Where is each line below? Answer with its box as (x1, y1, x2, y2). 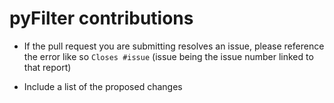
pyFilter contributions (9, 7, 194, 30)
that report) (23, 61, 72, 73)
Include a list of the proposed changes (23, 80, 183, 92)
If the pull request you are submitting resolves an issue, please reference (23, 40, 325, 52)
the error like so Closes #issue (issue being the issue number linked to (23, 50, 314, 62)
